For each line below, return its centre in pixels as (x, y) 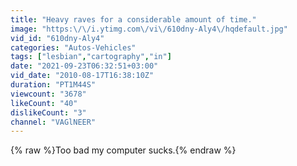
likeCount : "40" (44, 103)
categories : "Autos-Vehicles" (73, 47)
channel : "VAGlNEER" (53, 122)
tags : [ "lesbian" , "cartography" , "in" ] (91, 57)
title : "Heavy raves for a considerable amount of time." (133, 19)
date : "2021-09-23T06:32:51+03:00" (84, 66)
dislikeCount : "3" (48, 112)
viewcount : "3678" (48, 94)
